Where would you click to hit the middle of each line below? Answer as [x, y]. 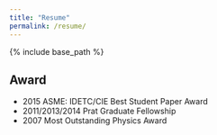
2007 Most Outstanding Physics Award [95, 121]
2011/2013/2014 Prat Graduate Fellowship [99, 111]
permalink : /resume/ [48, 26]
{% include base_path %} [57, 51]
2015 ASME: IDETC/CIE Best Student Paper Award [115, 102]
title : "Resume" [40, 18]
